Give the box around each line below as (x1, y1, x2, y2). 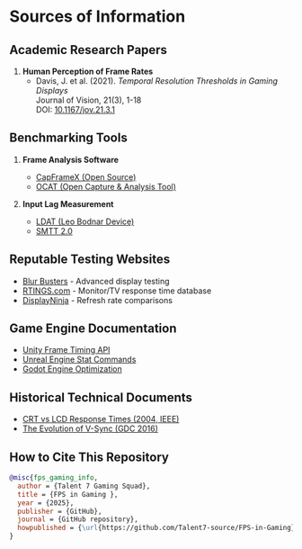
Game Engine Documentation (9, 321, 177, 337)
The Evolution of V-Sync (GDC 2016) (22, 423, 159, 434)
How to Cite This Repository (9, 449, 169, 464)
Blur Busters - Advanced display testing (22, 275, 170, 286)
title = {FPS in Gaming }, (17, 490, 119, 499)
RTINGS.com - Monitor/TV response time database (22, 285, 212, 296)
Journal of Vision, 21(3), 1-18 (35, 94, 142, 105)
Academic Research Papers (9, 42, 168, 58)
